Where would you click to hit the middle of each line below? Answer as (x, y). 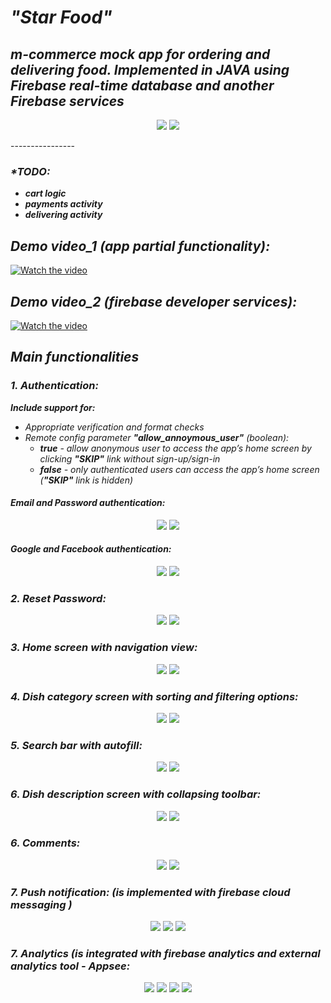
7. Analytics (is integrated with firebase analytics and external (165, 954)
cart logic (45, 193)
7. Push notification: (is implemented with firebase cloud (150, 892)
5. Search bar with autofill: (76, 745)
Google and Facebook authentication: (91, 549)
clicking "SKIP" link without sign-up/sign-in (130, 458)
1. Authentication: (54, 386)
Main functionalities (75, 357)
